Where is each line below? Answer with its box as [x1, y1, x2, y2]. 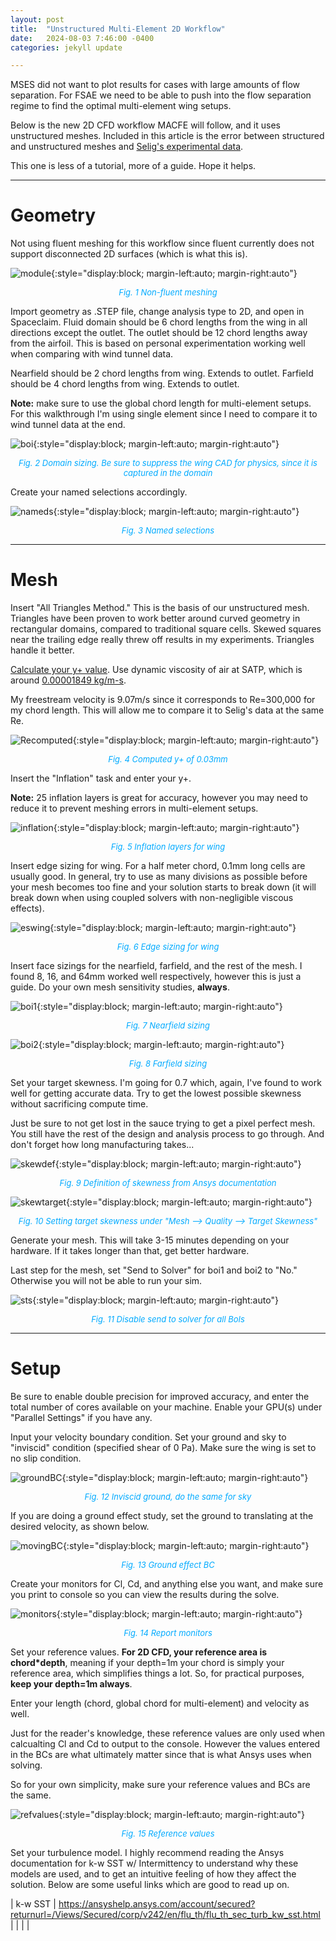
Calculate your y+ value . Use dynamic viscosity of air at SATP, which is [10, 664, 303, 676]
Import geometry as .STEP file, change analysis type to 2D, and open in [10, 306, 305, 318]
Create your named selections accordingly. [10, 486, 188, 498]
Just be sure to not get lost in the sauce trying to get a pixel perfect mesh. [10, 1117, 316, 1130]
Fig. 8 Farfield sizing [128, 1058, 208, 1070]
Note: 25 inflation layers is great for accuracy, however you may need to [10, 792, 309, 804]
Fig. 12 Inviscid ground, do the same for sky [84, 1491, 252, 1503]
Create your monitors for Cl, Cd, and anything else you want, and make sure [10, 1578, 324, 1590]
